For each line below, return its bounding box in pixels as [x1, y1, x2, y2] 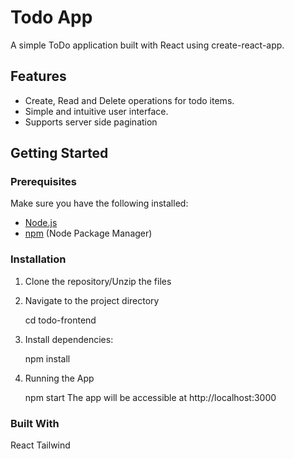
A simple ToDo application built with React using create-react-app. [10, 39, 285, 51]
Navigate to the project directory [24, 294, 160, 306]
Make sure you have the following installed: [10, 197, 189, 210]
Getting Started [10, 145, 109, 162]
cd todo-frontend [24, 314, 97, 326]
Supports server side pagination [24, 116, 158, 128]
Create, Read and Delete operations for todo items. [24, 94, 235, 106]
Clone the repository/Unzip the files [24, 275, 172, 287]
